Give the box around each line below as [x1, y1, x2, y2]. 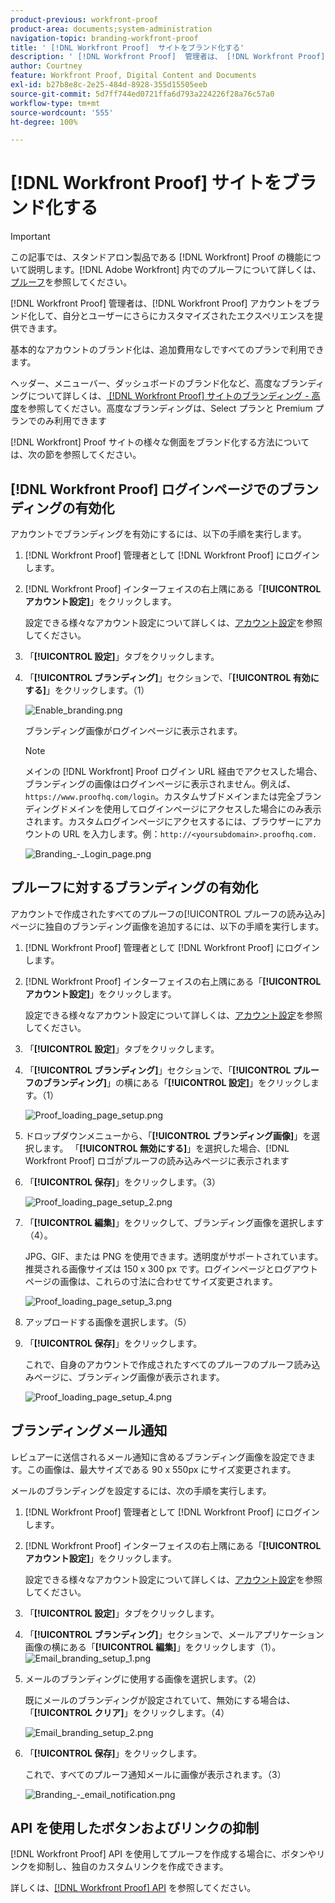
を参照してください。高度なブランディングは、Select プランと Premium [19, 402, 313, 415]
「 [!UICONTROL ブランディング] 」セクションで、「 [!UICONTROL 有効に [24, 672, 320, 683]
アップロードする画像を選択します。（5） [24, 1316, 192, 1328]
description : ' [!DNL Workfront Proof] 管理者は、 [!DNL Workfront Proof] [10, 52, 326, 62]
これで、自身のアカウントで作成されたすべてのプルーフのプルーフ [24, 1358, 295, 1370]
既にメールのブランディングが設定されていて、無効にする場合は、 [24, 1694, 296, 1706]
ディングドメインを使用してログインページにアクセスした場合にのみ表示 [24, 803, 322, 815]
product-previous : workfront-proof [10, 14, 159, 25]
